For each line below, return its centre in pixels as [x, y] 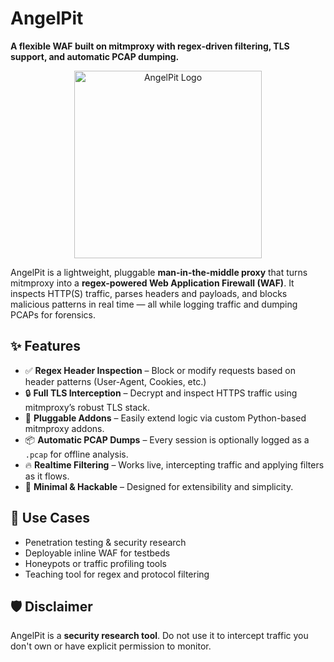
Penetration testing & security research [105, 542]
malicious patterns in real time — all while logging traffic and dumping [154, 304]
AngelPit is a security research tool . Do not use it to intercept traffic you [159, 636]
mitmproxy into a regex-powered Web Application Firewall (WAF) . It [152, 283]
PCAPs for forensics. [53, 314]
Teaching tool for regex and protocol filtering [117, 574]
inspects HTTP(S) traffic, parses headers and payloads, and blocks [149, 293]
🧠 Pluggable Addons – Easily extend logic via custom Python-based [165, 418]
